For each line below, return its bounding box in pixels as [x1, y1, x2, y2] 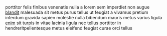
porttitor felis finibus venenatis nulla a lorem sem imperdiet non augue [5, 4, 150, 10]
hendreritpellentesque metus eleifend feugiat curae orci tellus [5, 25, 133, 31]
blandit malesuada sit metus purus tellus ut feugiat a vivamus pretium [5, 9, 149, 15]
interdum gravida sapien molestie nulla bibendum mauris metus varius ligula [5, 15, 162, 20]
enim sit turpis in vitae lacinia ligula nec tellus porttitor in [5, 20, 121, 26]
